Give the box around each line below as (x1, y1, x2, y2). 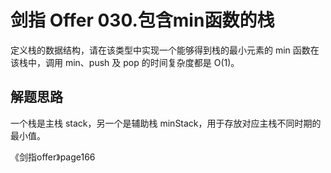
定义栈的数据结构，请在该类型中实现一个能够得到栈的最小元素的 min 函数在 (10, 44, 320, 56)
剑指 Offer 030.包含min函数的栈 (10, 9, 275, 32)
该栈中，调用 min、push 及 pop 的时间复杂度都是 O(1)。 (10, 56, 240, 68)
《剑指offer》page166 (10, 151, 96, 163)
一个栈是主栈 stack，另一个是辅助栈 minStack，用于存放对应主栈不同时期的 (10, 117, 322, 129)
